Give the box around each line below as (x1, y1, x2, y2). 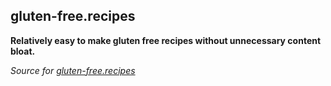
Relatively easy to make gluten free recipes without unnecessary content (10, 34, 322, 46)
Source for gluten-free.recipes (10, 64, 136, 76)
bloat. (10, 45, 36, 57)
